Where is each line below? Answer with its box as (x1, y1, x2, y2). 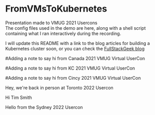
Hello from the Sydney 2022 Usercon (5, 104, 83, 110)
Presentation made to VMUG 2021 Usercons (5, 20, 98, 26)
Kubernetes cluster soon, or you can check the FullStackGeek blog (5, 45, 145, 51)
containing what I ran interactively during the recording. (5, 30, 122, 36)
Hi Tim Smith (5, 94, 32, 100)
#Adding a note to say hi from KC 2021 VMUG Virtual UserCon (5, 65, 135, 71)
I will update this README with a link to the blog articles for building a (5, 40, 150, 46)
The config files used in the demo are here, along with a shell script (5, 25, 146, 31)
